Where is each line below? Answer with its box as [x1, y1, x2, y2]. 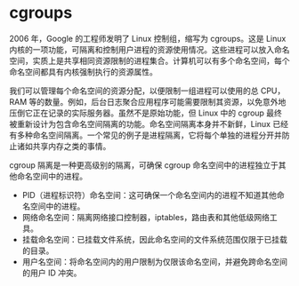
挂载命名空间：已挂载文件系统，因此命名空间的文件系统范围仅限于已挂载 [21, 234, 287, 244]
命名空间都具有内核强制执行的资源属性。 [9, 66, 158, 77]
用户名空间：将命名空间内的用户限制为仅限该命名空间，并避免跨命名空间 [21, 256, 287, 266]
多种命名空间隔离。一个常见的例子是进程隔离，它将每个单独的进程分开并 [16, 130, 282, 140]
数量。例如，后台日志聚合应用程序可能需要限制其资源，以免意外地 [44, 96, 287, 107]
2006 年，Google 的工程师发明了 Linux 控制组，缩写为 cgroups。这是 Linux [9, 33, 287, 44]
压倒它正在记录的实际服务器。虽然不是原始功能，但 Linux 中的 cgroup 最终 [9, 107, 283, 118]
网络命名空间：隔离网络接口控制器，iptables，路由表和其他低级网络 [21, 211, 270, 222]
